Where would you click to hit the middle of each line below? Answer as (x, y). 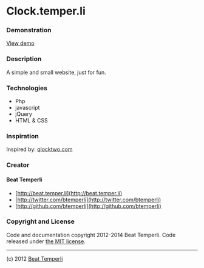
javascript (27, 108)
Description (24, 59)
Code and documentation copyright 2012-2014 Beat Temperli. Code (91, 235)
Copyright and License (40, 221)
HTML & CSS (31, 121)
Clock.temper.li (46, 11)
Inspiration (23, 136)
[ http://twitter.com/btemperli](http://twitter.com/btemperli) (88, 199)
